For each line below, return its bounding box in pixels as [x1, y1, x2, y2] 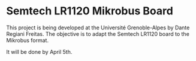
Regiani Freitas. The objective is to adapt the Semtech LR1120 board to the [6, 30, 190, 37]
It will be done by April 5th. [6, 48, 73, 55]
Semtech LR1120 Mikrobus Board [6, 4, 174, 18]
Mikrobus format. [6, 36, 49, 44]
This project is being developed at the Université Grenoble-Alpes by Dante [6, 24, 190, 31]
